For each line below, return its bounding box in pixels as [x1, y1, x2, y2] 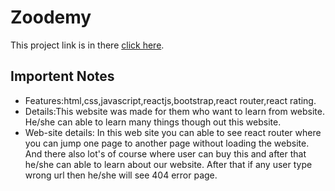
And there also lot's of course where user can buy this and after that [24, 147, 307, 160]
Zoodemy [10, 6, 92, 29]
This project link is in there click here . [10, 39, 165, 51]
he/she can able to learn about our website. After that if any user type [24, 158, 313, 170]
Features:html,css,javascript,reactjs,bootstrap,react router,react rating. [24, 94, 317, 106]
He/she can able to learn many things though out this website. [24, 116, 282, 128]
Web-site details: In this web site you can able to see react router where [24, 126, 322, 138]
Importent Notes [10, 68, 115, 85]
